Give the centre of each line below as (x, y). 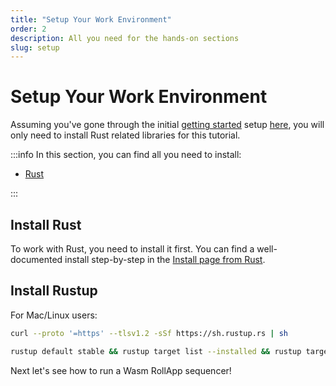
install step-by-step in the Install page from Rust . (165, 259)
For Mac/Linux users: (54, 315)
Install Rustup (54, 291)
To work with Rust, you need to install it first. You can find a (132, 249)
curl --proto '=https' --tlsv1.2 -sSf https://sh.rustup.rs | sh (149, 333)
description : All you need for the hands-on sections (125, 38)
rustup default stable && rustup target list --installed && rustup (156, 351)
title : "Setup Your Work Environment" (91, 19)
